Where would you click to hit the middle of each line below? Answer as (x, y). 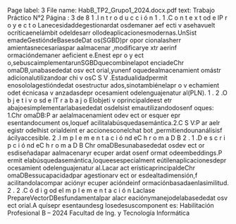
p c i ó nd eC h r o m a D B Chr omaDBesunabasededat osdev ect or (106, 145)
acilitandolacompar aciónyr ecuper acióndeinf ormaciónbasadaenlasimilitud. (118, 183)
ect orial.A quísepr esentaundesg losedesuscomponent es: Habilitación (111, 205)
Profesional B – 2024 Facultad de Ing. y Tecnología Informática (99, 213)
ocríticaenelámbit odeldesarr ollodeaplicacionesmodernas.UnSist (102, 33)
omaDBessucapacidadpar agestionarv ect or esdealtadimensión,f (103, 175)
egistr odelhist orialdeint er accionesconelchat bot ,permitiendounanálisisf (115, 130)
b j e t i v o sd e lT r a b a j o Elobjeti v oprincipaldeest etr (90, 100)
